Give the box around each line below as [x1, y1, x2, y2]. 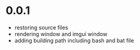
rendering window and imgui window [14, 30, 108, 37]
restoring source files [14, 24, 68, 31]
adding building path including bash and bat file [14, 37, 135, 44]
